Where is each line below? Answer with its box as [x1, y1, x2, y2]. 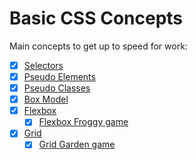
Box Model [23, 93, 69, 106]
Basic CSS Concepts [9, 7, 184, 30]
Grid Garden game [38, 138, 116, 151]
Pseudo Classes [23, 82, 91, 94]
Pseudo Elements [23, 71, 96, 82]
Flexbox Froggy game [38, 116, 129, 128]
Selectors [23, 59, 64, 71]
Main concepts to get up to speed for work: [9, 40, 188, 52]
